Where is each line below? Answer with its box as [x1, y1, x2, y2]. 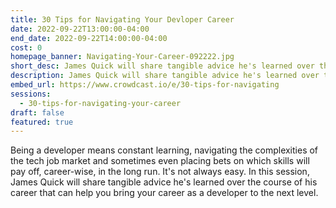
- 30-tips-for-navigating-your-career [19, 98, 182, 108]
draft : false [10, 107, 65, 118]
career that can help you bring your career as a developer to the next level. [10, 187, 319, 199]
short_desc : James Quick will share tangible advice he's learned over [10, 61, 315, 71]
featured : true [10, 117, 74, 127]
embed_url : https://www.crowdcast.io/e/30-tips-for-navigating [10, 80, 280, 90]
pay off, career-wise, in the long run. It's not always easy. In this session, [10, 166, 310, 178]
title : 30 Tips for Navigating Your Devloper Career [10, 14, 235, 25]
